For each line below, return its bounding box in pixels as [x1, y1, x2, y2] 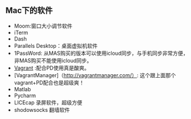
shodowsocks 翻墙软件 [14, 106, 70, 113]
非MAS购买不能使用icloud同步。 [14, 57, 92, 64]
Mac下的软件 [5, 5, 53, 16]
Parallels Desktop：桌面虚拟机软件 [14, 42, 98, 49]
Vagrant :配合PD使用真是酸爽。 [14, 64, 90, 71]
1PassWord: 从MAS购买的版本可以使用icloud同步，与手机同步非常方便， [14, 49, 189, 57]
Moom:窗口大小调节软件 [14, 22, 73, 29]
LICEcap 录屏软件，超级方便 [14, 99, 83, 106]
